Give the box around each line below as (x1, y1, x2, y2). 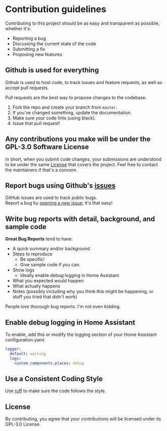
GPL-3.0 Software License (5, 142, 89, 152)
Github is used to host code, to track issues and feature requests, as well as (5, 79, 162, 85)
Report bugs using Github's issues (5, 181, 116, 190)
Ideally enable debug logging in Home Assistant (20, 272, 119, 278)
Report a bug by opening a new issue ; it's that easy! (5, 200, 113, 206)
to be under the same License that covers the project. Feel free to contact (5, 161, 158, 167)
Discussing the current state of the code (12, 40, 97, 46)
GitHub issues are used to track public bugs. (5, 195, 97, 201)
